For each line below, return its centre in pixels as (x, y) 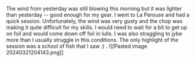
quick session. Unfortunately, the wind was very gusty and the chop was (94, 21)
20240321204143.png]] (35, 52)
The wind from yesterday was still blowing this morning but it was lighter (94, 9)
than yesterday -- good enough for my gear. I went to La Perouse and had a (98, 15)
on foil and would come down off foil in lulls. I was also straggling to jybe (94, 34)
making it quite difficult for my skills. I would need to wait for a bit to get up (97, 27)
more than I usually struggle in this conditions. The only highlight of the (92, 40)
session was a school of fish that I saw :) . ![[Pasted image (77, 46)
